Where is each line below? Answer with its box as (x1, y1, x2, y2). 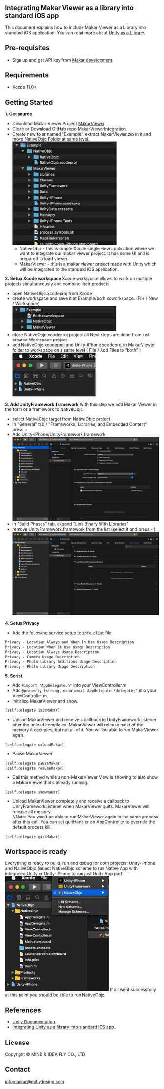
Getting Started (5, 98, 53, 107)
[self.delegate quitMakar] (5, 834, 60, 839)
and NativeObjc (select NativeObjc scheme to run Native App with (5, 865, 138, 871)
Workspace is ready (5, 847, 67, 856)
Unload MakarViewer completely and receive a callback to (12, 798, 129, 804)
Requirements (5, 71, 49, 80)
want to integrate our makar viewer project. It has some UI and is (19, 250, 150, 256)
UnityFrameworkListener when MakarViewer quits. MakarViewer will (12, 803, 150, 809)
